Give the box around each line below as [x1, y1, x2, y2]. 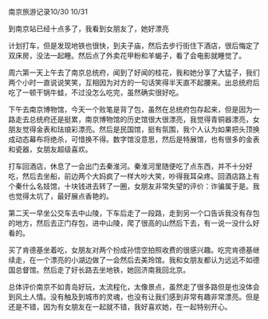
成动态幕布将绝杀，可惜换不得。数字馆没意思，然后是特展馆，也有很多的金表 [8, 135, 260, 144]
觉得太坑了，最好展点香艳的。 [14, 191, 113, 201]
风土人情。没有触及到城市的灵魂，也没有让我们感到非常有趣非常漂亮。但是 [14, 292, 260, 301]
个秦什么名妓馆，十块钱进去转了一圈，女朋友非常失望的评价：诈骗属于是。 [8, 182, 253, 191]
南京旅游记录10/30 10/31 [8, 7, 88, 16]
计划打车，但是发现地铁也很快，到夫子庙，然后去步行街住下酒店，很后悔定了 [8, 41, 260, 50]
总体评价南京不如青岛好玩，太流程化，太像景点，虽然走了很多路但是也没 [8, 282, 246, 291]
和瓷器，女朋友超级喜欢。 [8, 144, 93, 154]
